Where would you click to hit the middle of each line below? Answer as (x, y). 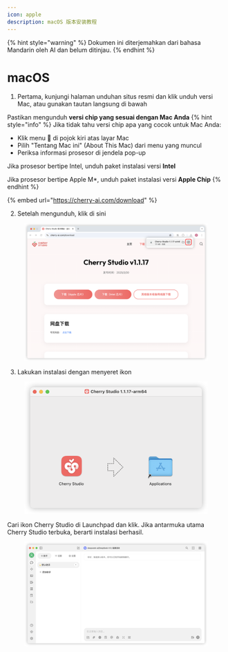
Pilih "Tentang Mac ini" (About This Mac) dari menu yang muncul (110, 146)
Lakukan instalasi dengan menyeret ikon (74, 372)
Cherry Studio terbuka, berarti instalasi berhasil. (75, 533)
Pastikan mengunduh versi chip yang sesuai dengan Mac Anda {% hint (110, 117)
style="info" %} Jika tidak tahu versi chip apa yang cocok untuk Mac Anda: (114, 125)
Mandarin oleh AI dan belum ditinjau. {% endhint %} (81, 50)
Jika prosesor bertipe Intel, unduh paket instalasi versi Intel (92, 166)
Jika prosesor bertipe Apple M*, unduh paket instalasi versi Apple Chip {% (114, 180)
